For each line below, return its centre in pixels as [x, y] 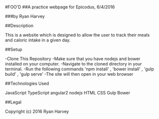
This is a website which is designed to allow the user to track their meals [77, 35]
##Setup [14, 49]
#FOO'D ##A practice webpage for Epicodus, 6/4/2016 [60, 7]
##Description [19, 26]
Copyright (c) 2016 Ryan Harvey [37, 111]
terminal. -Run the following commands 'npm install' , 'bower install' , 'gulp [79, 69]
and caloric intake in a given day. [38, 40]
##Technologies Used [27, 83]
